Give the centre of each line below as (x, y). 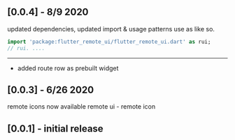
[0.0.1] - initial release (55, 129)
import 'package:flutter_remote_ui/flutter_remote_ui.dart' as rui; (109, 42)
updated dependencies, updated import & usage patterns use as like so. (111, 29)
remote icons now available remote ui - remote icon (81, 107)
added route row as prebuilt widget (68, 68)
